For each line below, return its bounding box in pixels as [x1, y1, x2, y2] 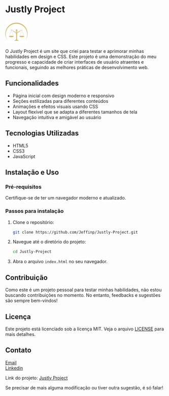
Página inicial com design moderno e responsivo [12, 93, 115, 99]
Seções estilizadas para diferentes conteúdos [12, 98, 109, 104]
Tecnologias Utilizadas [5, 129, 79, 138]
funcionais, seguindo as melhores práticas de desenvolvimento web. [5, 64, 149, 70]
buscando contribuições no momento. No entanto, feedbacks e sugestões [5, 292, 161, 298]
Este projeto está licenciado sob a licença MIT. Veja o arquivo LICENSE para [5, 326, 164, 332]
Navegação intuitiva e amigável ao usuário [12, 114, 102, 120]
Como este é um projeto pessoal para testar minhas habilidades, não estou [5, 287, 162, 293]
